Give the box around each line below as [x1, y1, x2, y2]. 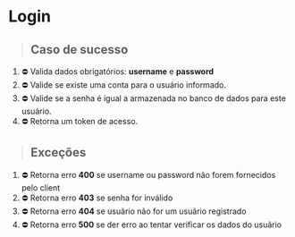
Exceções [29, 145, 87, 160]
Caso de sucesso [29, 42, 129, 57]
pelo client [21, 182, 61, 193]
